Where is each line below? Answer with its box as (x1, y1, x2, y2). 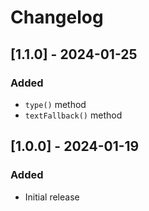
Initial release (24, 191, 80, 203)
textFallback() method (24, 109, 123, 121)
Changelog (10, 6, 104, 29)
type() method (24, 98, 87, 110)
